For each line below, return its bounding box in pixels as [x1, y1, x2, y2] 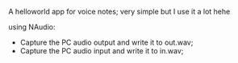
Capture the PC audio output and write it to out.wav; [19, 37, 194, 47]
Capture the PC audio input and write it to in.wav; [19, 46, 184, 55]
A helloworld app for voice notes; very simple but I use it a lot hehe [8, 7, 231, 16]
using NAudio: [8, 22, 56, 31]
